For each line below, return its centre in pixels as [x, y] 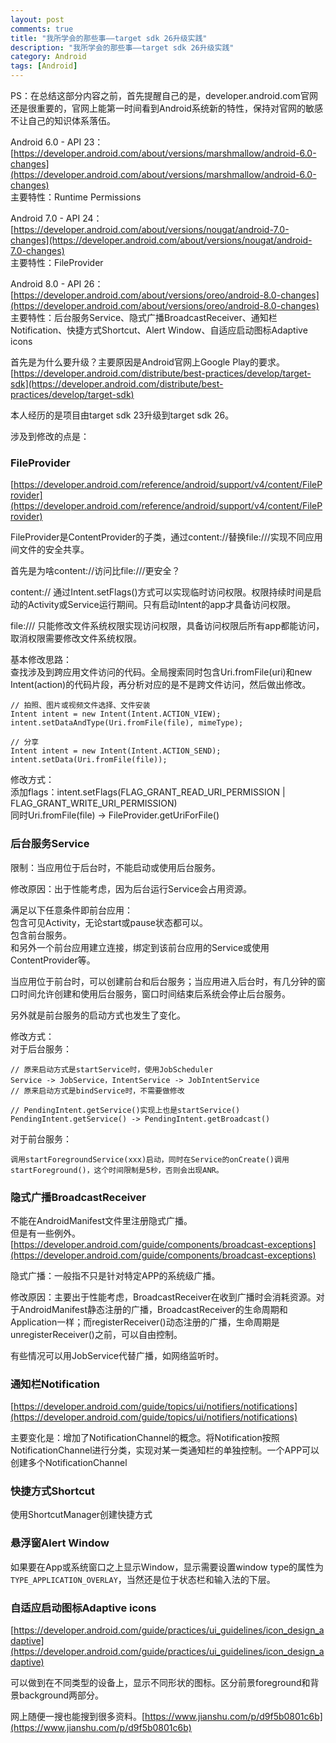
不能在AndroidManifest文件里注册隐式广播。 [101, 1220]
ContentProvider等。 [53, 960]
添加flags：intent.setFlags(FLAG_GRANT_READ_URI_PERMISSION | [148, 792]
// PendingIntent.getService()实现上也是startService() [125, 1110]
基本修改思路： [41, 660]
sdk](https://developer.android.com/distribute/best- [117, 384]
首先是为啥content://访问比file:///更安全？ [95, 571]
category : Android [48, 57]
